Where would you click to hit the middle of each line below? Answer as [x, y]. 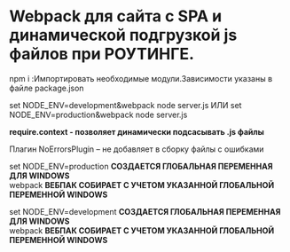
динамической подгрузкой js [123, 35]
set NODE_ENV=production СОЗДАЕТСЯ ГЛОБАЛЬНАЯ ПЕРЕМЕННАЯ [141, 166]
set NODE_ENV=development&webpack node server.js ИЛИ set [125, 105]
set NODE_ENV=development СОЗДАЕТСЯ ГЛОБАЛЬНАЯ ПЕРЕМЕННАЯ [145, 211]
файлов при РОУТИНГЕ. [102, 54]
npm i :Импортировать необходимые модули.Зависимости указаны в [141, 78]
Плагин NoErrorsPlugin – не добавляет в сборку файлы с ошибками [137, 149]
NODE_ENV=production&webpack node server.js [98, 114]
